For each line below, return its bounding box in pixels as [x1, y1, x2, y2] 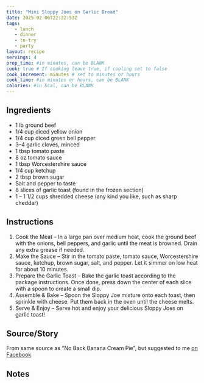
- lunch [14, 26, 34, 32]
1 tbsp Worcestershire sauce [15, 160, 87, 168]
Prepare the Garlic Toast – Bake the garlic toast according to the [15, 272, 176, 279]
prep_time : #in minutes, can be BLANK [6, 60, 105, 66]
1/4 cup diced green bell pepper [15, 134, 96, 141]
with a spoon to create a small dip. [15, 285, 102, 292]
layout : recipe [6, 49, 45, 55]
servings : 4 [6, 54, 37, 60]
